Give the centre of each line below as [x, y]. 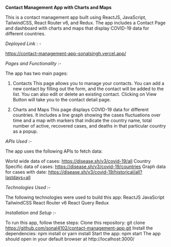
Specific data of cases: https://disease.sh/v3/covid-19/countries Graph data [85, 167]
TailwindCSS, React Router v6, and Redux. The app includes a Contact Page [85, 23]
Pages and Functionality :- [33, 63]
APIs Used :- [19, 141]
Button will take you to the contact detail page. [62, 100]
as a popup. [25, 131]
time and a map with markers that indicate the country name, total [82, 120]
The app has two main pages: [37, 73]
